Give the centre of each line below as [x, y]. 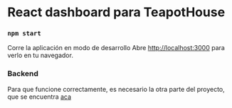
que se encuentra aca [39, 97]
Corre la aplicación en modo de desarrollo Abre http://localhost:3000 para [116, 48]
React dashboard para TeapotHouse [116, 12]
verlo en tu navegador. [40, 55]
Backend [23, 73]
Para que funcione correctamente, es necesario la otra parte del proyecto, [116, 89]
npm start [24, 34]
